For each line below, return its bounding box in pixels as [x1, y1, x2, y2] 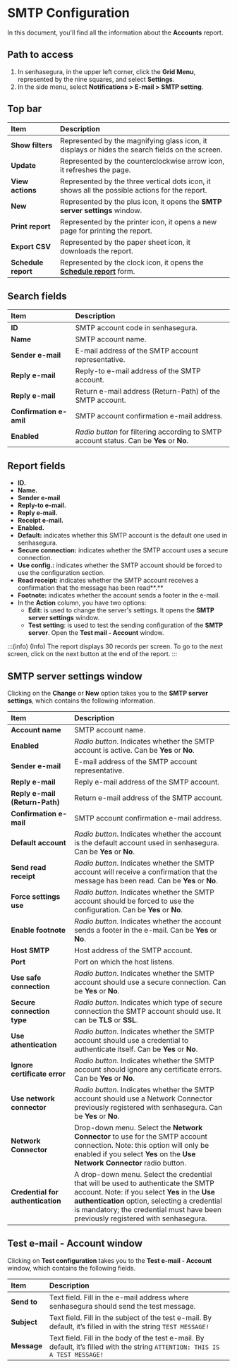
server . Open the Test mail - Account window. [28, 629, 164, 637]
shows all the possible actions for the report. [59, 185, 207, 195]
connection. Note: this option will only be [73, 1141, 209, 1150]
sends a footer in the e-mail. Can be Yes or [73, 926, 217, 935]
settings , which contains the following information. [7, 696, 155, 705]
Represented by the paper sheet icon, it [59, 237, 190, 247]
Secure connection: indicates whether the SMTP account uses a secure [17, 546, 229, 555]
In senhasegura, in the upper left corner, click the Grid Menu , [17, 67, 196, 75]
